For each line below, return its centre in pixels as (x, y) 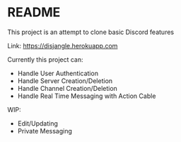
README (34, 12)
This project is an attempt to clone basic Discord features (91, 32)
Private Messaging (45, 131)
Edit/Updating (38, 123)
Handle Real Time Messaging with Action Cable (87, 96)
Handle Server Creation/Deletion (65, 81)
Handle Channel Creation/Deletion (68, 88)
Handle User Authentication (58, 73)
